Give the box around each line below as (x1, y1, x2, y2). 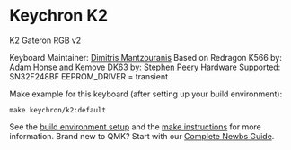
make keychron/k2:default (9, 105, 106, 114)
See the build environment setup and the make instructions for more (9, 121, 262, 132)
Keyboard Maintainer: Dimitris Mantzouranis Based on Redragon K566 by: (9, 52, 283, 62)
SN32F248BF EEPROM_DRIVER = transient (9, 71, 169, 81)
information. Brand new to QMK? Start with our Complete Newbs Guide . (9, 130, 275, 141)
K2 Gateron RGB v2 (9, 35, 82, 46)
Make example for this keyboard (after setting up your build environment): (9, 88, 283, 99)
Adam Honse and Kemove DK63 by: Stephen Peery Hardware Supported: (9, 62, 281, 72)
